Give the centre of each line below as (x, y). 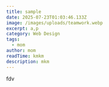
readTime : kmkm (25, 56)
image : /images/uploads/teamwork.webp (54, 23)
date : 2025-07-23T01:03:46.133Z (46, 17)
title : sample (24, 12)
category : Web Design (33, 34)
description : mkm (28, 61)
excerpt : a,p (22, 28)
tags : (13, 39)
